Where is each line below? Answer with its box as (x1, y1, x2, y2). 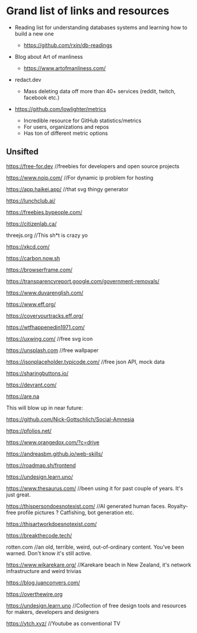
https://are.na (6, 393, 40, 400)
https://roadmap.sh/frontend (6, 461, 76, 469)
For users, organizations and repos (23, 123, 109, 130)
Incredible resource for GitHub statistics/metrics (23, 117, 142, 124)
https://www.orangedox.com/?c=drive (6, 438, 100, 446)
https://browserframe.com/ (6, 266, 73, 273)
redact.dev (14, 76, 42, 83)
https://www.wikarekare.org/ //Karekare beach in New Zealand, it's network (6, 561, 192, 568)
